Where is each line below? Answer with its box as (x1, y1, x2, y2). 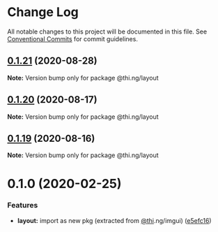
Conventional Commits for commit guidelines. (7, 34, 138, 43)
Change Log (7, 4, 79, 20)
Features (7, 201, 38, 210)
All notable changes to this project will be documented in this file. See (7, 27, 208, 36)
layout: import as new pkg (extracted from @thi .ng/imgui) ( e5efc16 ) (17, 216, 212, 224)
